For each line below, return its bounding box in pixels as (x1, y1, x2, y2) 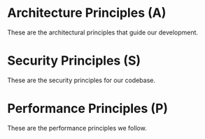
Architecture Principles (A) (7, 5, 167, 21)
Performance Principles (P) (7, 100, 169, 117)
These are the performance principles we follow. (7, 124, 147, 132)
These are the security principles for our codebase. (7, 76, 156, 84)
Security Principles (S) (7, 53, 141, 69)
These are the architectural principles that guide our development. (7, 28, 198, 37)
